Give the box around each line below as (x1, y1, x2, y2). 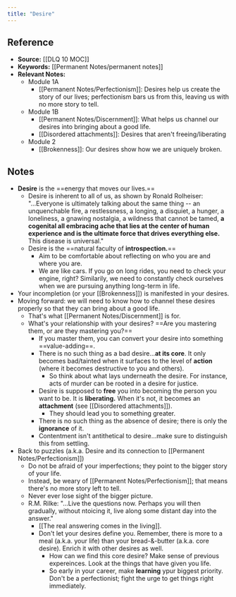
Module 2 (27, 138, 56, 146)
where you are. (38, 259, 82, 268)
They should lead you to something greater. (49, 409, 176, 418)
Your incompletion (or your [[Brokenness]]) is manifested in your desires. (17, 289, 230, 298)
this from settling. (38, 439, 90, 448)
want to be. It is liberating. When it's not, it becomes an (38, 394, 201, 403)
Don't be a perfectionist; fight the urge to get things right (49, 574, 214, 583)
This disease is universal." (27, 237, 104, 246)
